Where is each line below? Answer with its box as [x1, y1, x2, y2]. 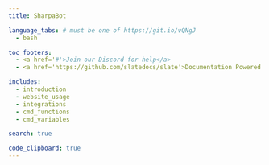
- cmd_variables [15, 115, 70, 123]
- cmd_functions [15, 108, 70, 116]
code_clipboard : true [8, 144, 81, 153]
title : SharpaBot [8, 11, 67, 20]
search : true [8, 130, 52, 138]
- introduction [15, 85, 67, 93]
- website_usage [15, 93, 70, 101]
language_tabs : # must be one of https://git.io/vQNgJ [8, 26, 197, 35]
